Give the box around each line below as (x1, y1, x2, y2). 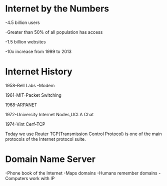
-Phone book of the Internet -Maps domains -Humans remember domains (5, 170, 157, 176)
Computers (5, 175, 28, 181)
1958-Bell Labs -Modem (5, 82, 55, 88)
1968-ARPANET (5, 102, 37, 108)
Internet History (5, 66, 72, 77)
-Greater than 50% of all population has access (5, 29, 103, 35)
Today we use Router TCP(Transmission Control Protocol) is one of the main (5, 131, 162, 137)
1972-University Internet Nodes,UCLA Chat (5, 111, 94, 117)
